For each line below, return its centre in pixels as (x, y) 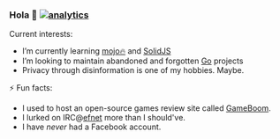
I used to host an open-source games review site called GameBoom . (146, 108)
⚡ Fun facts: (31, 88)
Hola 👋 (23, 15)
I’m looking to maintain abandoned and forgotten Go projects (132, 61)
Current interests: (41, 34)
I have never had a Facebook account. (91, 127)
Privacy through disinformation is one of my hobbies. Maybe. (133, 70)
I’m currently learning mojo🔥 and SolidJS (96, 51)
